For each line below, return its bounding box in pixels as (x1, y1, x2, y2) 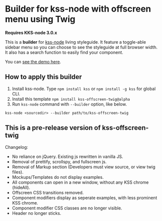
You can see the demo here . (5, 59, 61, 64)
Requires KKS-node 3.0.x (5, 30, 57, 35)
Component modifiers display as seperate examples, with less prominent (12, 195, 157, 201)
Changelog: (5, 144, 28, 150)
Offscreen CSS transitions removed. (12, 189, 84, 195)
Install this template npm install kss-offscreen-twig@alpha (12, 96, 130, 102)
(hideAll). (12, 184, 30, 190)
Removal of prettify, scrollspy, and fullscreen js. (12, 158, 107, 164)
